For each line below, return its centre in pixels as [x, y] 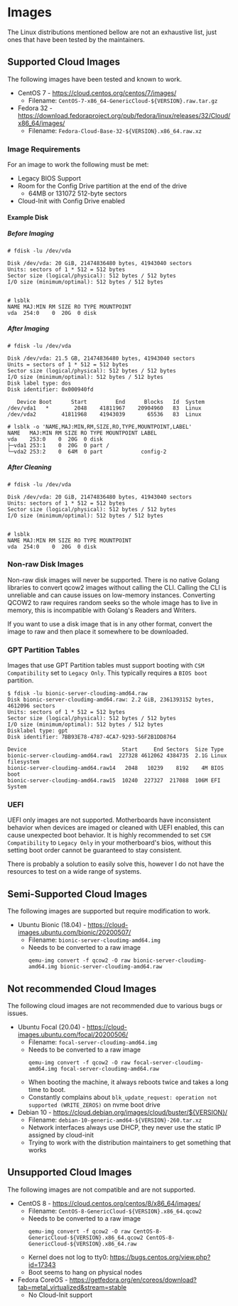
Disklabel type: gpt [38, 731]
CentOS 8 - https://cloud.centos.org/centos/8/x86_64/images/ [109, 1203]
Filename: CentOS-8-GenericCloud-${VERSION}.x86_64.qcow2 [115, 1211]
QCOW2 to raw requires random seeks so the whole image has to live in [113, 602]
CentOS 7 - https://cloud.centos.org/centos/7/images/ [97, 92]
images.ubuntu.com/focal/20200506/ [73, 1034]
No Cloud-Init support [60, 1295]
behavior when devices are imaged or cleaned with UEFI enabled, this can [116, 828]
